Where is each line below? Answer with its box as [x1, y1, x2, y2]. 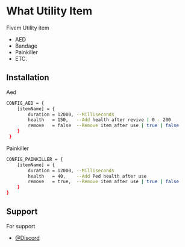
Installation [6, 72, 49, 83]
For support [6, 222, 36, 230]
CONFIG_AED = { [6, 100, 45, 106]
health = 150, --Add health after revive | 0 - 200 [28, 117, 171, 123]
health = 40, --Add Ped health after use [28, 173, 147, 179]
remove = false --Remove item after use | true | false [28, 122, 180, 129]
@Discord [14, 234, 40, 242]
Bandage [14, 42, 38, 49]
